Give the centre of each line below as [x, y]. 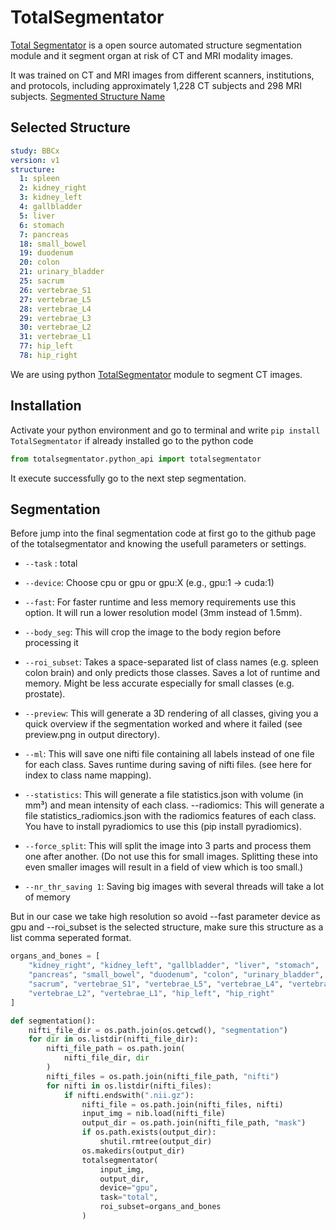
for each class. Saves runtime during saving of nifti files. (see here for [168, 765]
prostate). [45, 694]
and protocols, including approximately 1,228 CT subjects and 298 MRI [156, 85]
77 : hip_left [46, 346]
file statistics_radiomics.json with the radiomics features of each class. [170, 816]
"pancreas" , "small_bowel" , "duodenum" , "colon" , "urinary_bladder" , [176, 975]
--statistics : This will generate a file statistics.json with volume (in [164, 795]
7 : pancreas [44, 234]
